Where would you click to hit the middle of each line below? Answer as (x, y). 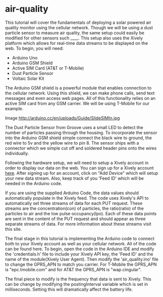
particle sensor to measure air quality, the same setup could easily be (75, 33)
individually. (17, 153)
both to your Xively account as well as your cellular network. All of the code (81, 243)
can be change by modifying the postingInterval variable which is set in (77, 284)
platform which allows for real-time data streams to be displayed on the (77, 43)
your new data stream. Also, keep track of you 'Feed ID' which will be (74, 178)
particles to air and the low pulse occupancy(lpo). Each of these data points (81, 213)
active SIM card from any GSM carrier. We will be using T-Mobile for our (77, 103)
